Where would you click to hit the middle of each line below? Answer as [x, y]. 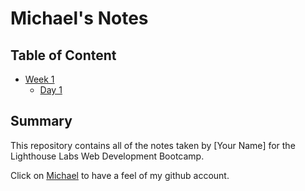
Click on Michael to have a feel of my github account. [120, 175]
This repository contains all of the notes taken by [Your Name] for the [153, 145]
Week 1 [39, 79]
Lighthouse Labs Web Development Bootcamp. [107, 156]
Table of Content [63, 55]
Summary [41, 121]
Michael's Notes [79, 18]
